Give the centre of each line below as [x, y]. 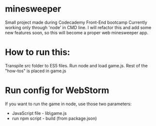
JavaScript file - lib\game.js [39, 113]
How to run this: [38, 52]
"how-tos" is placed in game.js [36, 71]
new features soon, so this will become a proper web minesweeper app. [77, 32]
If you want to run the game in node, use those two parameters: [68, 104]
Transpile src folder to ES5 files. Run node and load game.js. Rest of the [77, 65]
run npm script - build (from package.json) [54, 118]
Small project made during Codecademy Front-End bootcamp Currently [76, 22]
